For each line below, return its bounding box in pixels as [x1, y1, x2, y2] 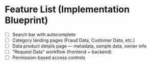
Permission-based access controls [12, 55, 86, 61]
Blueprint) [5, 14, 48, 26]
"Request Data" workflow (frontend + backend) [12, 49, 112, 55]
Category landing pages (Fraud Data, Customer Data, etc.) [12, 37, 135, 43]
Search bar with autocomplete [12, 31, 76, 37]
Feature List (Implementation [5, 4, 130, 15]
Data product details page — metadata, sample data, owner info [12, 43, 147, 49]
